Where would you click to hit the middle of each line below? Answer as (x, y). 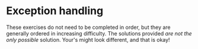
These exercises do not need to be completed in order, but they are (88, 27)
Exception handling (55, 11)
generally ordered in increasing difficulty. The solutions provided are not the (99, 33)
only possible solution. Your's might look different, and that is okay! (88, 40)
